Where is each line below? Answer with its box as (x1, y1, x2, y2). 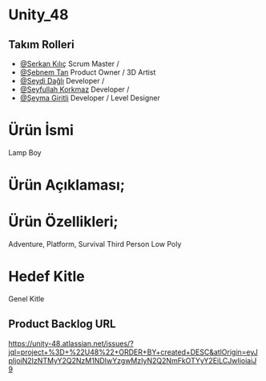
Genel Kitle (8, 294, 45, 303)
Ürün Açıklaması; (8, 176, 126, 195)
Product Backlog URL (8, 317, 116, 331)
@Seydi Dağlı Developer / (19, 76, 105, 85)
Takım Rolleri (8, 38, 75, 51)
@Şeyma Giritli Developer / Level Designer (19, 93, 160, 102)
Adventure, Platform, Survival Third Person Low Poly (8, 240, 182, 249)
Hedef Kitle (8, 268, 86, 286)
